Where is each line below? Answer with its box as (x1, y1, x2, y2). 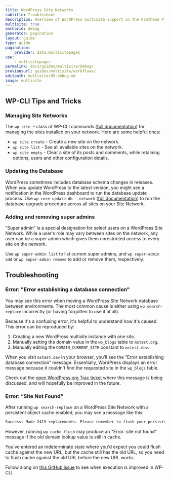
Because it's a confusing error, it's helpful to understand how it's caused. (5, 318, 158, 324)
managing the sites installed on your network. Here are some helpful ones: (5, 129, 161, 135)
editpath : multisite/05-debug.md (5, 73, 76, 79)
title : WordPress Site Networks (5, 7, 73, 13)
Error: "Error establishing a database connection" (5, 286, 130, 293)
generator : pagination (5, 31, 53, 36)
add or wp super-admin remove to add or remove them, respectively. (5, 256, 144, 263)
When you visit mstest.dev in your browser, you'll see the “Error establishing (5, 354, 164, 360)
